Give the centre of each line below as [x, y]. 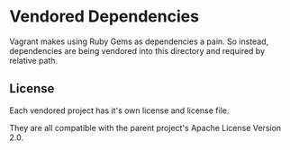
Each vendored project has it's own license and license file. [119, 110]
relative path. [34, 60]
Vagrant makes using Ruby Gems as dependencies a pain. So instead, [139, 41]
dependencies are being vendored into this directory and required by [137, 50]
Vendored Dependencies [104, 17]
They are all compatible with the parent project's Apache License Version [145, 128]
